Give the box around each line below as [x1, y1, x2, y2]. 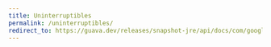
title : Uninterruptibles [8, 11, 92, 20]
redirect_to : [8, 26, 52, 34]
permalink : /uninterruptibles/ [8, 19, 114, 27]
